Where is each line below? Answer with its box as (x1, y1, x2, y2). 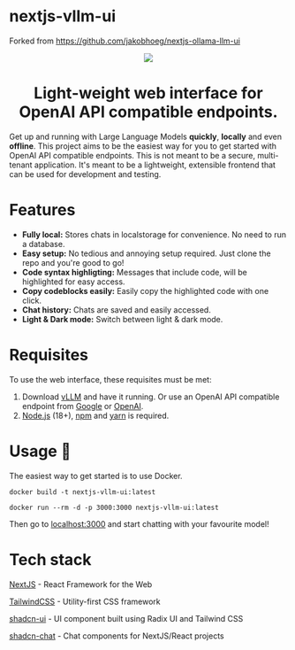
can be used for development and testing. (9, 168, 162, 179)
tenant (9, 159, 33, 170)
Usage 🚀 (9, 441, 72, 461)
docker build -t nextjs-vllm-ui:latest (9, 487, 156, 497)
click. (21, 295, 42, 306)
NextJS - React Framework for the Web (9, 578, 153, 590)
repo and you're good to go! (21, 257, 125, 267)
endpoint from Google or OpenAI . (21, 400, 144, 411)
